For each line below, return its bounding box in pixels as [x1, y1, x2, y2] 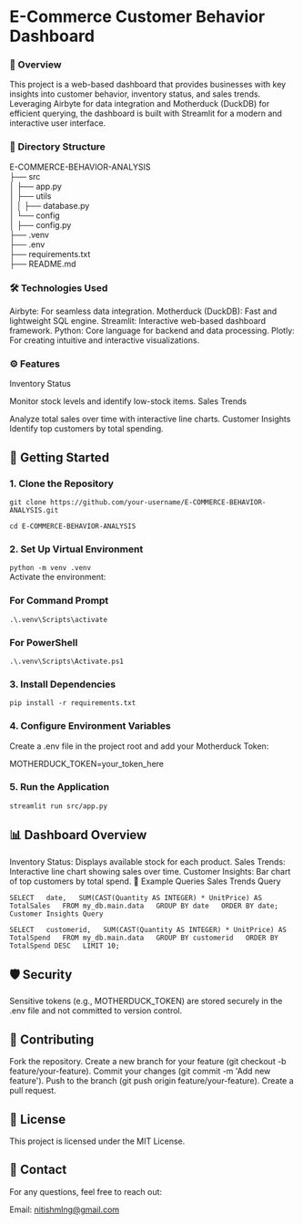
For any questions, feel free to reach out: [9, 1186, 162, 1197]
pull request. [9, 1085, 56, 1096]
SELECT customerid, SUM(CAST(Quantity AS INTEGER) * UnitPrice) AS [9, 925, 287, 934]
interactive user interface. [9, 118, 106, 129]
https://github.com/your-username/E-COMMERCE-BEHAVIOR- [49, 498, 267, 507]
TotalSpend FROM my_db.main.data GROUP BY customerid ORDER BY [9, 933, 279, 942]
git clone [9, 498, 47, 507]
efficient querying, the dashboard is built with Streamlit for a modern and [9, 108, 282, 119]
